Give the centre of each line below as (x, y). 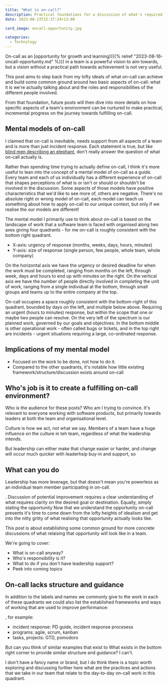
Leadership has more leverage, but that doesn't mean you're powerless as (82, 482)
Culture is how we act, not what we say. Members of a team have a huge (80, 428)
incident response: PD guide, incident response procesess (73, 627)
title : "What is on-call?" (33, 10)
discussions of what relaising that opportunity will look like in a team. (76, 533)
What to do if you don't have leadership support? (63, 563)
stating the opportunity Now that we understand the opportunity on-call (79, 508)
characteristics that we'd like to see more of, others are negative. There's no (84, 193)
